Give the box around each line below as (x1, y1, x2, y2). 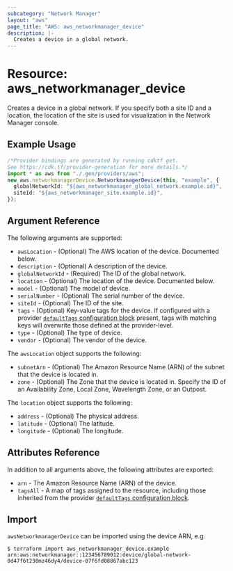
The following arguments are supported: (7, 234, 123, 242)
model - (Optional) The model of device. (17, 284, 131, 292)
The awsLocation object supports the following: (7, 349, 142, 357)
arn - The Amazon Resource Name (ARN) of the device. (17, 478, 177, 487)
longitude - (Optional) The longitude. (17, 426, 124, 435)
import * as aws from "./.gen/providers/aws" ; (7, 170, 145, 177)
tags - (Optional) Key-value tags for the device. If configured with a (17, 306, 210, 314)
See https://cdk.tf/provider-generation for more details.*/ (7, 163, 188, 170)
